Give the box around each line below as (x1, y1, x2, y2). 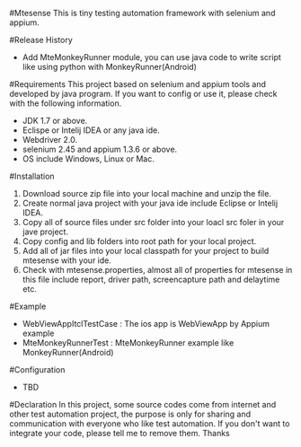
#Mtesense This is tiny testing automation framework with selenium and (9, 8, 276, 18)
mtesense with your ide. (22, 255, 112, 266)
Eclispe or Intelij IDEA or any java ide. (22, 125, 160, 136)
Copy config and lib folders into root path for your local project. (22, 236, 257, 246)
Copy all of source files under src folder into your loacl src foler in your (22, 217, 285, 227)
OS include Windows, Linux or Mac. (22, 153, 155, 164)
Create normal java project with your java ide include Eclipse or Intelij (22, 197, 279, 208)
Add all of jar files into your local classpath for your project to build (22, 246, 270, 256)
